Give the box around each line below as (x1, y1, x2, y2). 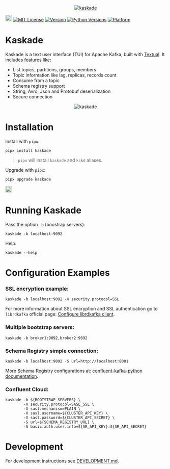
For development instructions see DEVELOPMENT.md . (5, 458, 119, 464)
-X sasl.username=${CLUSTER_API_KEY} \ (23, 411, 108, 416)
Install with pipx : (5, 138, 40, 144)
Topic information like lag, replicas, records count (12, 72, 117, 78)
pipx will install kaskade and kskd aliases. (17, 157, 103, 163)
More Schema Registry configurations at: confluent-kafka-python (5, 368, 143, 374)
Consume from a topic (12, 77, 60, 84)
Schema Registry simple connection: (5, 347, 98, 354)
